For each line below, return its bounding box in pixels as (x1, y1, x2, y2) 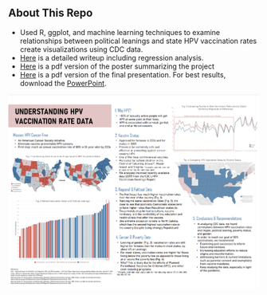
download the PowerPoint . (19, 78, 107, 88)
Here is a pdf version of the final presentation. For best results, (19, 69, 226, 79)
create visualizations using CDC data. (19, 44, 143, 54)
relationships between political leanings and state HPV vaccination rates (19, 36, 257, 45)
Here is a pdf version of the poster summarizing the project (19, 61, 215, 71)
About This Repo (8, 6, 93, 20)
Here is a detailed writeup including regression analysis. (19, 53, 204, 62)
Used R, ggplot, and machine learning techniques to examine (19, 27, 221, 37)
